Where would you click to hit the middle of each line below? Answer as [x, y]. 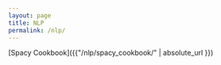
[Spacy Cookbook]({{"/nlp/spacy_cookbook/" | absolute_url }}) [111, 53]
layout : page [30, 15]
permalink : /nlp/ [37, 30]
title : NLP [26, 23]
